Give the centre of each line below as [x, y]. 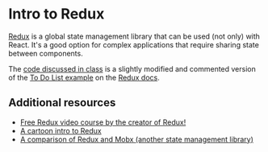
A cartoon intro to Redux [61, 130]
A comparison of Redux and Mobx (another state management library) [137, 139]
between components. [46, 53]
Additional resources [62, 103]
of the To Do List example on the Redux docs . [84, 77]
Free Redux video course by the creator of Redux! [103, 122]
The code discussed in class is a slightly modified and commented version [132, 68]
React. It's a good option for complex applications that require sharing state [134, 44]
